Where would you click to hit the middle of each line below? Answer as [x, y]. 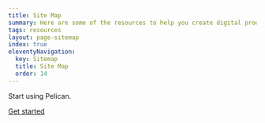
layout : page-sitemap [44, 37]
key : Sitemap [37, 60]
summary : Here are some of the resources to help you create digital [125, 23]
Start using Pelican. [40, 96]
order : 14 [31, 74]
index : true [28, 45]
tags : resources [35, 30]
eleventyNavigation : [42, 52]
